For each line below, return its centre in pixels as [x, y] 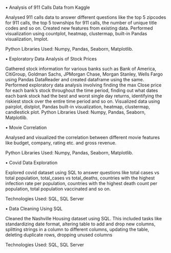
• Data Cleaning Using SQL [34, 209]
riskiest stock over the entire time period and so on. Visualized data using [83, 101]
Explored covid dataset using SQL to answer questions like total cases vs [82, 172]
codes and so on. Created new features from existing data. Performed [79, 28]
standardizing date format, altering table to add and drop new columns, [80, 224]
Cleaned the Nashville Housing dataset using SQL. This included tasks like [84, 218]
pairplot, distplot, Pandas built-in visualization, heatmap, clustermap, [78, 107]
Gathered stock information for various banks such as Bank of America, [81, 69]
